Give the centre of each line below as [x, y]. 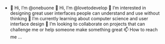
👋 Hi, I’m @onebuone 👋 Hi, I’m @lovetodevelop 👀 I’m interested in [78, 8]
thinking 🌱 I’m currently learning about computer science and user [79, 18]
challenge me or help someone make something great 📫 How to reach [84, 30]
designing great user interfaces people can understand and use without [85, 13]
